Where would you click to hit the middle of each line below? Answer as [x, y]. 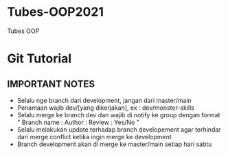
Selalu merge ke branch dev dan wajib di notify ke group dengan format [118, 115]
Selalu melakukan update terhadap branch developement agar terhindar [119, 129]
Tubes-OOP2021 [56, 12]
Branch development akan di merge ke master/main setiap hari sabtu [114, 144]
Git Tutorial [39, 59]
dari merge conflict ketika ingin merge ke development [94, 136]
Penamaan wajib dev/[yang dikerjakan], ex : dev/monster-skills [105, 108]
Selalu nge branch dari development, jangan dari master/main [104, 100]
